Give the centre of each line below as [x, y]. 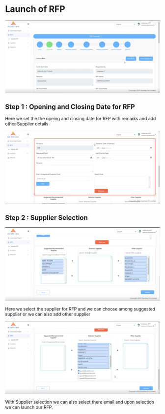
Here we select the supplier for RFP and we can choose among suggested [80, 309]
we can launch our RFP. [29, 407]
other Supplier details [27, 124]
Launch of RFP [35, 9]
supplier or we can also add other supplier [48, 314]
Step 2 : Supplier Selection [47, 218]
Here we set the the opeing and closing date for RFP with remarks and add [81, 119]
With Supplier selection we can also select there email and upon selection [80, 402]
